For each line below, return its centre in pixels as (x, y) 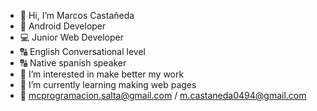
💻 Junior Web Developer (71, 37)
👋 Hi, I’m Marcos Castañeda (77, 15)
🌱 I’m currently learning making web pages (108, 84)
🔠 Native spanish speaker (73, 63)
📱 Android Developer (63, 26)
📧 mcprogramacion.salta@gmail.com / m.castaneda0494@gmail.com (163, 95)
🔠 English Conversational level (82, 51)
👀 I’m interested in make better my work (102, 74)
